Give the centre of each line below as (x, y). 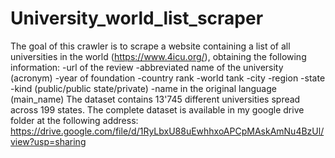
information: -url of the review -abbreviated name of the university (147, 67)
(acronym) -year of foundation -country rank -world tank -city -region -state (168, 78)
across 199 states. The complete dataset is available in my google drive (157, 109)
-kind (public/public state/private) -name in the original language (143, 88)
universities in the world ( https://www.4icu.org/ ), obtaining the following (158, 56)
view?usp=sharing (48, 141)
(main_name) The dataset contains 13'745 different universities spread (155, 99)
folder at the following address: (74, 120)
